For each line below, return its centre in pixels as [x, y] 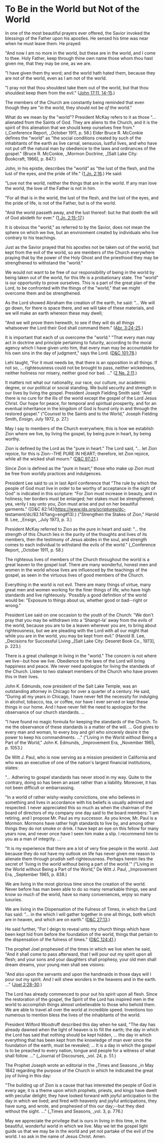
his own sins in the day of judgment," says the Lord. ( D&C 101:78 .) [71, 353]
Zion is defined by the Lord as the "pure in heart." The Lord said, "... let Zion [81, 448]
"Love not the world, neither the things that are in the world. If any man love [81, 183]
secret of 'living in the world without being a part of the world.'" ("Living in [80, 864]
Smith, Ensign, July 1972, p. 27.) [37, 419]
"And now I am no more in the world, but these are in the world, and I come [81, 53]
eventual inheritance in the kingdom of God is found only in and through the [81, 408]
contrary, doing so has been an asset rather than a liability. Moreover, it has [81, 782]
